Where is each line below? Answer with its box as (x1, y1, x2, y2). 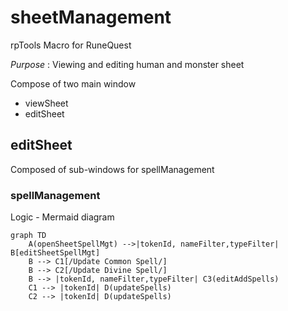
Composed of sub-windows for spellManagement (10, 163, 215, 175)
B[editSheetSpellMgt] (10, 248, 101, 258)
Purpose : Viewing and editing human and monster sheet (10, 58, 245, 70)
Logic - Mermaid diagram (10, 211, 115, 223)
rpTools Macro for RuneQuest (10, 39, 132, 51)
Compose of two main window (10, 77, 137, 90)
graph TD (10, 231, 47, 241)
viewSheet (24, 97, 69, 109)
